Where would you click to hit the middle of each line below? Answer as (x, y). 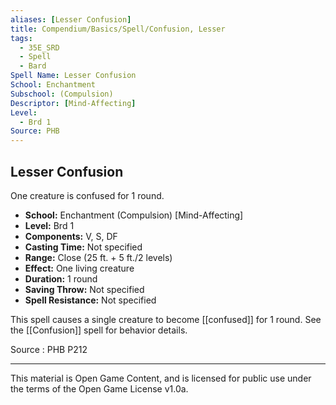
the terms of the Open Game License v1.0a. (99, 388)
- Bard (33, 66)
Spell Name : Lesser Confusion (73, 76)
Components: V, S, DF (71, 236)
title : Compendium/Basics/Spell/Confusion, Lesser (118, 29)
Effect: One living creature (79, 268)
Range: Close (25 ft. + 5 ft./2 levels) (98, 257)
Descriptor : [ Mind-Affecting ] (73, 103)
